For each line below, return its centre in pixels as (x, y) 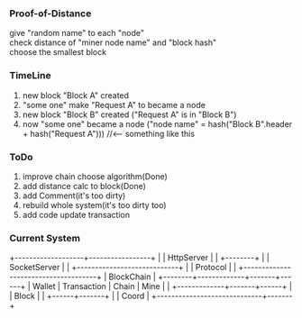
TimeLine (30, 76)
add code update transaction (76, 214)
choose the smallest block (58, 52)
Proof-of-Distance (50, 14)
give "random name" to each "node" (77, 33)
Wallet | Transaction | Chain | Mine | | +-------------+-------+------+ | (163, 286)
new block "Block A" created (75, 95)
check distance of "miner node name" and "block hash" (113, 42)
